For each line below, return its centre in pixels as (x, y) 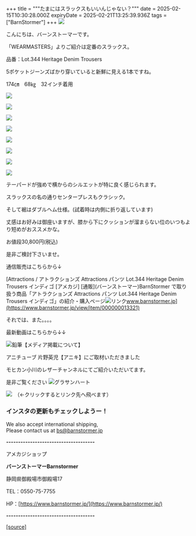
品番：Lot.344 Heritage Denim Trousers (54, 59)
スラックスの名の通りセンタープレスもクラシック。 (67, 197)
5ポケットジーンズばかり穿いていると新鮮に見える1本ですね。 (80, 72)
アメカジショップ (27, 454)
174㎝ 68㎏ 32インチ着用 (39, 84)
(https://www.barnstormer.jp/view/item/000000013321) (73, 308)
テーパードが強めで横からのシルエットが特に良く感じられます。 (83, 184)
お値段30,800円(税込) (32, 242)
